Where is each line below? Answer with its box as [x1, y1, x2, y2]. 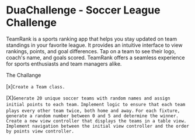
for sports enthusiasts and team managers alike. [6, 60, 122, 67]
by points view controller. [6, 128, 75, 134]
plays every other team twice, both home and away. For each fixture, [6, 108, 180, 114]
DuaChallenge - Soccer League [6, 4, 161, 17]
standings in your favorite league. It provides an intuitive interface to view [6, 42, 183, 49]
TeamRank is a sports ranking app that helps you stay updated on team [6, 35, 177, 42]
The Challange [6, 71, 41, 78]
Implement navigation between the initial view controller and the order [6, 123, 190, 129]
